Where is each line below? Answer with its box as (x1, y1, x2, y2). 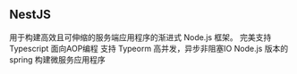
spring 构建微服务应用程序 (9, 53, 106, 65)
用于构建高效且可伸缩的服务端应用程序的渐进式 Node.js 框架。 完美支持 (9, 31, 272, 43)
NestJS (9, 7, 51, 22)
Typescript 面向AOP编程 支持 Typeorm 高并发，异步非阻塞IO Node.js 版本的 (9, 43, 289, 53)
